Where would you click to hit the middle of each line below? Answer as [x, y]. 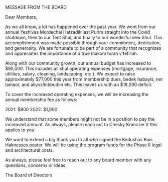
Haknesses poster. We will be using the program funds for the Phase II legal [83, 145]
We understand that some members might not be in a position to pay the [80, 119]
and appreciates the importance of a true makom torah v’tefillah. [72, 53]
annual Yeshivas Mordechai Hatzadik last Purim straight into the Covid [78, 32]
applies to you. [21, 130]
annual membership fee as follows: [41, 100]
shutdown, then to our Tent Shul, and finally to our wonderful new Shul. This [84, 37]
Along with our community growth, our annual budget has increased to [78, 63]
